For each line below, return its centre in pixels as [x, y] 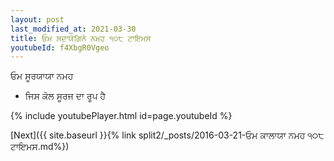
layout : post [37, 19]
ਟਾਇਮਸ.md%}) [40, 147]
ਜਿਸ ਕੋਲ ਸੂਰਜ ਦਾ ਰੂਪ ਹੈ [65, 96]
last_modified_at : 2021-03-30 [73, 29]
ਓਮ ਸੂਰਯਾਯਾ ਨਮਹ [42, 76]
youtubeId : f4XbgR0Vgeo [60, 47]
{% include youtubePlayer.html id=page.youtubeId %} [121, 116]
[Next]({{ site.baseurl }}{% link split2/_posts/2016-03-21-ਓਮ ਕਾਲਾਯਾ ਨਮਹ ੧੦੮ [167, 135]
